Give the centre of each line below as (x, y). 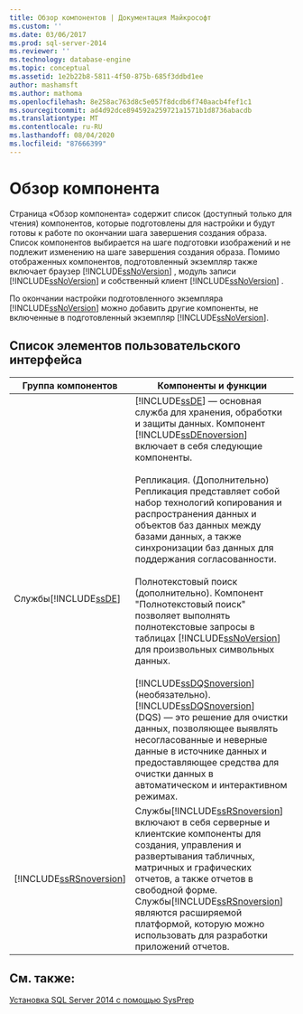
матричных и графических (193, 867)
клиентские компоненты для (198, 833)
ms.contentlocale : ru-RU (56, 127)
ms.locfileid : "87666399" (58, 144)
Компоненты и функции (212, 385)
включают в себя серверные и (202, 822)
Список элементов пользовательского (125, 346)
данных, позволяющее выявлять (207, 728)
